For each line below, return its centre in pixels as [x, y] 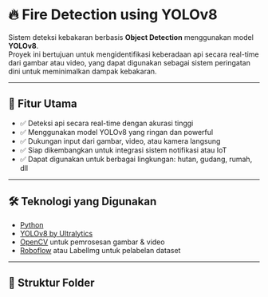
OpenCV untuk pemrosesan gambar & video [92, 242]
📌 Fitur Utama [43, 104]
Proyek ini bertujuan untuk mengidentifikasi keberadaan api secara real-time [134, 54]
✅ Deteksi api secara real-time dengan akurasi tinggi [106, 123]
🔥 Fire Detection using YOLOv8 [113, 15]
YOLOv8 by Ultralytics [56, 233]
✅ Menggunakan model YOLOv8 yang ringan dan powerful [116, 132]
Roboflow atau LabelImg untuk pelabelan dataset [100, 250]
